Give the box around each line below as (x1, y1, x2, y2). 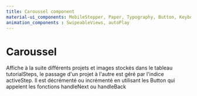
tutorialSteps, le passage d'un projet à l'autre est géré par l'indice (6, 71, 164, 78)
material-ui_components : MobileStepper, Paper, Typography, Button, (6, 14, 177, 20)
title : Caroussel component (6, 8, 75, 15)
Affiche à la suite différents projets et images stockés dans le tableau (6, 64, 173, 71)
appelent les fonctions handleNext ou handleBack (6, 83, 127, 90)
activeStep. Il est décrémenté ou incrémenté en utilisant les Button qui (6, 77, 175, 84)
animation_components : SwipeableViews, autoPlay (6, 19, 130, 25)
